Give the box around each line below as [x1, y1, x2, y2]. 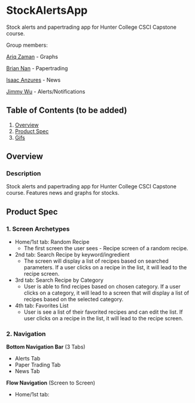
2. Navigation [6, 330, 46, 338]
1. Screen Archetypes [6, 224, 70, 233]
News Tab [14, 368, 40, 375]
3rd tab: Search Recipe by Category [14, 276, 103, 284]
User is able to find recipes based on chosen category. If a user [23, 283, 181, 290]
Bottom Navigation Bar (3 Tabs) [6, 343, 86, 351]
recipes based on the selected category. [23, 296, 124, 303]
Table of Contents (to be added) [6, 106, 127, 116]
